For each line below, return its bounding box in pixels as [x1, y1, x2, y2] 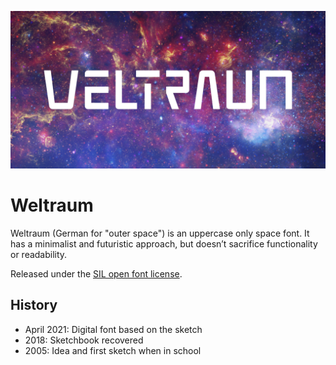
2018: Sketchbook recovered [24, 334, 144, 346]
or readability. [10, 248, 68, 260]
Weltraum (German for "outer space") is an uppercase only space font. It [10, 227, 310, 239]
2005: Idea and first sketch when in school [24, 344, 202, 356]
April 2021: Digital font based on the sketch [24, 323, 203, 335]
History [10, 297, 58, 314]
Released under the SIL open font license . [10, 267, 183, 280]
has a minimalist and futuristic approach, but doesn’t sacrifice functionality [10, 237, 318, 250]
